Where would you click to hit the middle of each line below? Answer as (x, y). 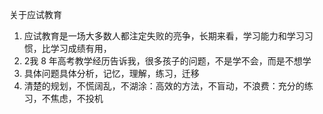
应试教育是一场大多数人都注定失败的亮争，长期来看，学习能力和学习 (164, 36)
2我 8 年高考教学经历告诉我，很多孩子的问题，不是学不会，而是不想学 (167, 61)
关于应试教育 (35, 14)
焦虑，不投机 (77, 98)
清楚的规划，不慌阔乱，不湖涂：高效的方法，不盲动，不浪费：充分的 (164, 86)
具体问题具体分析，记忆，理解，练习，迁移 (111, 73)
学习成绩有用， (81, 48)
